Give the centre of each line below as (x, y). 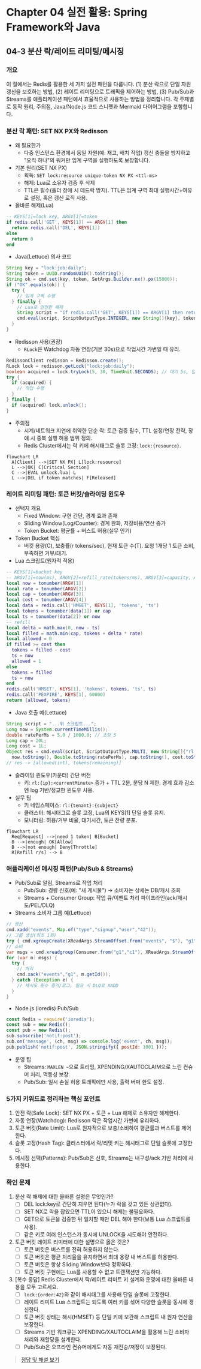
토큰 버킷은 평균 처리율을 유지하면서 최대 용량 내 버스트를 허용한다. (101, 1257)
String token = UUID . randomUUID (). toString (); (65, 274)
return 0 (22, 239)
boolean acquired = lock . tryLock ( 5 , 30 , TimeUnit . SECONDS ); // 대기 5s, (98, 372)
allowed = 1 (27, 661)
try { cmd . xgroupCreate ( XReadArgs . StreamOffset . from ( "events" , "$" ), (95, 941)
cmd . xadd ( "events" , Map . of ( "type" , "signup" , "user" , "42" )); (81, 930)
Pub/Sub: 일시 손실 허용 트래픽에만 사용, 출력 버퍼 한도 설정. (94, 1082)
